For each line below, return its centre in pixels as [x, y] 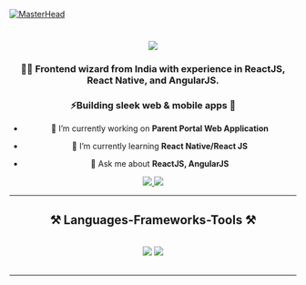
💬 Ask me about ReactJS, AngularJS [160, 164]
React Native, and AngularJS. [153, 80]
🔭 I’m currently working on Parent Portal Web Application [160, 128]
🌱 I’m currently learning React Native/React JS [160, 147]
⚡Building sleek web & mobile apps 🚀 [153, 106]
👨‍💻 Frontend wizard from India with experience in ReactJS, [153, 69]
